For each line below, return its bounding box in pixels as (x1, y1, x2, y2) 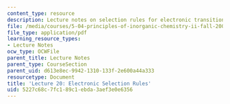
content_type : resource (7, 10, 75, 17)
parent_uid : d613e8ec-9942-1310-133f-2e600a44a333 (7, 67, 155, 74)
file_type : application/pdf (7, 29, 88, 36)
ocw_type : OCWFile (7, 49, 60, 55)
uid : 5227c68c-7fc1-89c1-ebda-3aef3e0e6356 (7, 86, 133, 93)
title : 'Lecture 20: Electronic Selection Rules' (7, 80, 152, 87)
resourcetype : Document (7, 73, 75, 81)
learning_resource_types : (7, 36, 81, 42)
